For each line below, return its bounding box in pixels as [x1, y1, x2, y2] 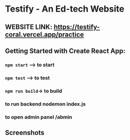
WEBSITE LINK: [5, 23, 52, 31]
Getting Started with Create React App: [5, 47, 126, 55]
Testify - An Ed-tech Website [5, 3, 125, 15]
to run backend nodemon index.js [5, 101, 86, 107]
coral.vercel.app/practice [5, 30, 84, 38]
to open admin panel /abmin [5, 113, 73, 120]
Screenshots [5, 128, 45, 137]
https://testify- [53, 23, 100, 31]
